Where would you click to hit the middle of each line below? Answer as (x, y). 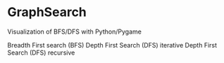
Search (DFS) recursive (41, 52)
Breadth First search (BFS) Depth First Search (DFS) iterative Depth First (112, 45)
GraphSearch (47, 12)
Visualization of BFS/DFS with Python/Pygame (75, 31)
